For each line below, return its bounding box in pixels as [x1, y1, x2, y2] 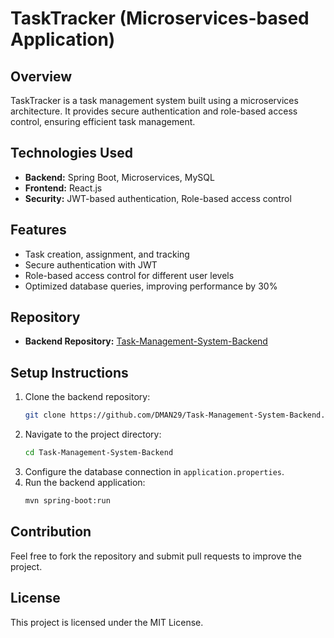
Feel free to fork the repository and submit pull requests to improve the [10, 550, 302, 562]
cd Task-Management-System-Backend [24, 448, 174, 458]
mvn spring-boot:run [24, 496, 111, 506]
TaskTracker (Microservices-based [10, 7, 310, 30]
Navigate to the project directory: [24, 428, 162, 441]
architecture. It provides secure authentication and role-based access [10, 105, 298, 117]
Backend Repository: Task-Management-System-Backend [24, 335, 268, 347]
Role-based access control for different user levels [24, 269, 235, 281]
